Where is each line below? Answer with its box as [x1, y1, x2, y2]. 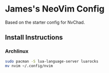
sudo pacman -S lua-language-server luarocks [5, 59, 98, 64]
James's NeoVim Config [5, 3, 105, 15]
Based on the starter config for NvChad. [5, 19, 85, 25]
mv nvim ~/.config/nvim [5, 63, 53, 68]
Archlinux [5, 48, 29, 55]
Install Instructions [5, 33, 63, 42]
